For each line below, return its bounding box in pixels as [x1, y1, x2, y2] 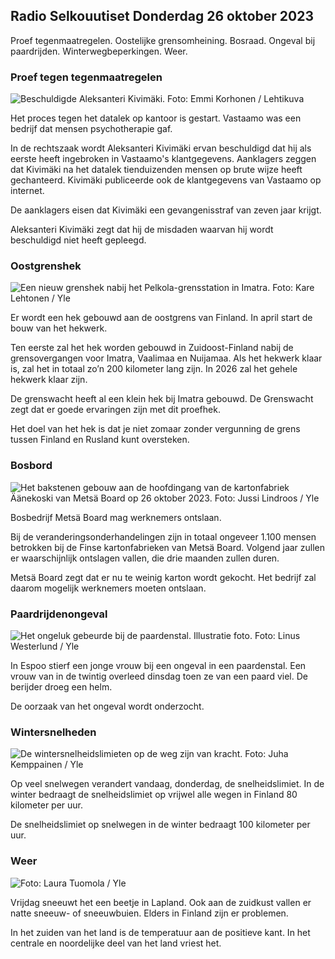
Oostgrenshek [10, 259, 82, 273]
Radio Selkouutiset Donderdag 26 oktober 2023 [10, 8, 314, 25]
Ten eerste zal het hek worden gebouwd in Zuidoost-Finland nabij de [10, 342, 294, 354]
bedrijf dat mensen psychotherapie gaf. [10, 123, 173, 135]
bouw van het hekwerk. [10, 322, 108, 334]
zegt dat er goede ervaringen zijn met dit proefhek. [10, 404, 221, 416]
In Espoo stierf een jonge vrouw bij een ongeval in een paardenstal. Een [10, 660, 307, 671]
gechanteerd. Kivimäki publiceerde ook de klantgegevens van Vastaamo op [10, 174, 322, 186]
